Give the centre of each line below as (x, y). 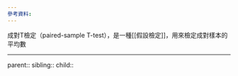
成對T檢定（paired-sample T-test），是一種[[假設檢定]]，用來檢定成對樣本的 (118, 35)
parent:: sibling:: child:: (41, 65)
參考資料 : (19, 14)
